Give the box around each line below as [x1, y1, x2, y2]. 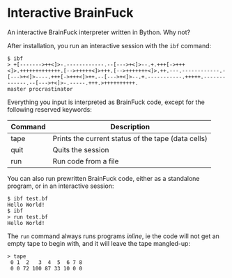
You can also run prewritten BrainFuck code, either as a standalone [7, 174, 200, 182]
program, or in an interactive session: [7, 182, 114, 190]
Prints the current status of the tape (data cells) [52, 133, 208, 143]
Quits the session [52, 145, 109, 154]
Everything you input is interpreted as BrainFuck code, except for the [7, 98, 206, 106]
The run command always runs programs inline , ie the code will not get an [7, 232, 219, 240]
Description [110, 122, 150, 131]
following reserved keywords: [7, 105, 92, 113]
